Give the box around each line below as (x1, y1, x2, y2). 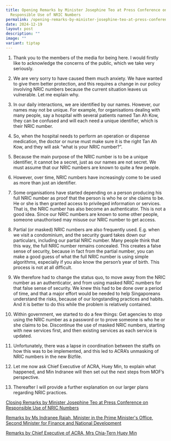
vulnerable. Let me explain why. (13, 91, 80, 97)
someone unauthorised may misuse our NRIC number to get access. (13, 216, 156, 223)
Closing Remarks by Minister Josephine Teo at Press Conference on (6, 399, 149, 405)
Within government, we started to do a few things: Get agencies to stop (13, 311, 163, 317)
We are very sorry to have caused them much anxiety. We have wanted (13, 75, 163, 81)
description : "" (6, 31, 40, 36)
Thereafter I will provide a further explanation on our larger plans (13, 384, 149, 390)
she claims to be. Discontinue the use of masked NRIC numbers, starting (13, 322, 165, 328)
